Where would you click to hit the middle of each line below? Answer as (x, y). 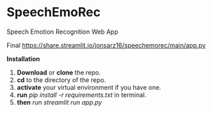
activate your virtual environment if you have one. (89, 87)
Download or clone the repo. (59, 72)
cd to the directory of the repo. (61, 80)
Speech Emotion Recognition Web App (62, 32)
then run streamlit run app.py (59, 102)
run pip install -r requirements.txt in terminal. (81, 95)
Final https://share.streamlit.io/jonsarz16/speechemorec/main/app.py (106, 45)
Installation (23, 59)
